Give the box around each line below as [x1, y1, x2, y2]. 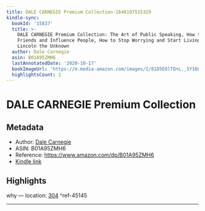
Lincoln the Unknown [17, 43, 70, 50]
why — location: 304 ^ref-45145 [6, 192, 87, 199]
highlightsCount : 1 [12, 72, 62, 78]
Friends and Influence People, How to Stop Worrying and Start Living [17, 37, 201, 43]
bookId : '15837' [12, 20, 53, 26]
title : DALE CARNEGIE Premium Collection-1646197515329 [6, 9, 151, 15]
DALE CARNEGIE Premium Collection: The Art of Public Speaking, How [17, 32, 195, 38]
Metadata [6, 122, 44, 132]
